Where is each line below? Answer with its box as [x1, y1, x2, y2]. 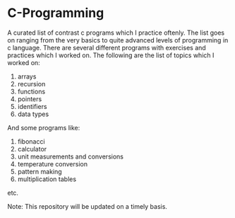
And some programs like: [7, 123, 80, 132]
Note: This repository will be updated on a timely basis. [7, 202, 168, 210]
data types [17, 110, 49, 118]
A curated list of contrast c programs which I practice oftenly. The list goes [7, 28, 224, 37]
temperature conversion [17, 159, 88, 168]
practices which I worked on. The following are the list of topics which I [7, 51, 215, 59]
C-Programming [7, 5, 104, 21]
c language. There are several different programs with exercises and [7, 43, 206, 52]
